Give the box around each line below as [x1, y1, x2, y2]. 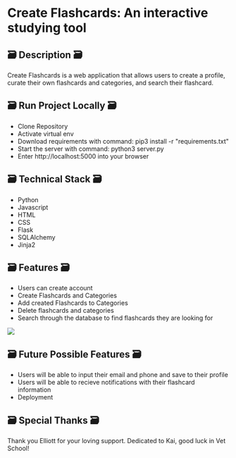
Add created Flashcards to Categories [17, 299, 128, 307]
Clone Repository [17, 122, 68, 130]
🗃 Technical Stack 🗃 [7, 173, 102, 185]
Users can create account [17, 284, 93, 292]
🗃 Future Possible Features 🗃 [7, 348, 142, 360]
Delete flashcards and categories [17, 307, 114, 315]
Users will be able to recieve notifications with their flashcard [17, 378, 195, 387]
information [17, 385, 51, 394]
